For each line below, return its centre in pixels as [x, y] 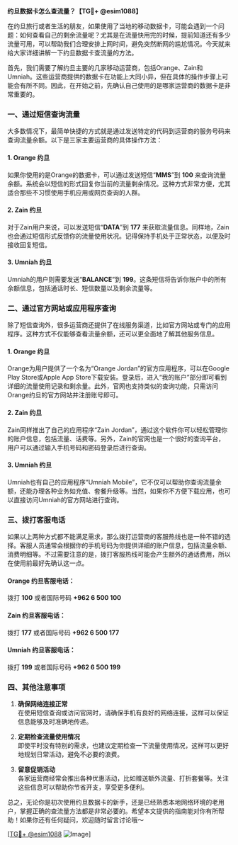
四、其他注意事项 [36, 687]
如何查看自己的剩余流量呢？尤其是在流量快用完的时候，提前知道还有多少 [125, 35]
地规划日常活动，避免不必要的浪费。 [70, 754]
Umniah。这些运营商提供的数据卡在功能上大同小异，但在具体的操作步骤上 [115, 76]
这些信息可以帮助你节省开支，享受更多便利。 [83, 787]
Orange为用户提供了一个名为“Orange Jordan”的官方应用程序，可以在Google [119, 368]
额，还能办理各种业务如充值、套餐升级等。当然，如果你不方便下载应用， [113, 491]
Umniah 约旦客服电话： [41, 650]
